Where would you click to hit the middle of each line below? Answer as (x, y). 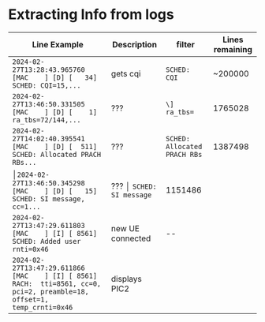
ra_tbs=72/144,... (47, 120)
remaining (233, 49)
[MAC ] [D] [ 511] (54, 146)
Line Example (58, 44)
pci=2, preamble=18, (50, 291)
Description (134, 44)
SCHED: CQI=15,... (47, 85)
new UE (125, 228)
